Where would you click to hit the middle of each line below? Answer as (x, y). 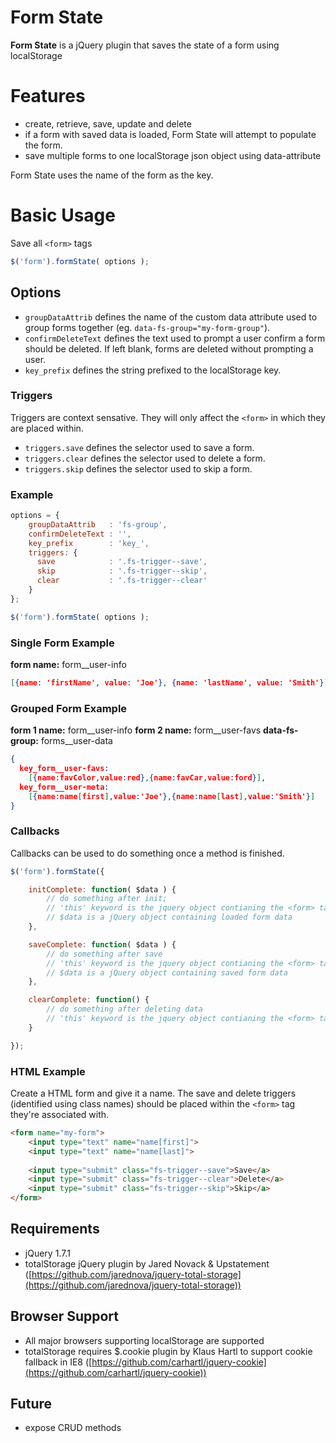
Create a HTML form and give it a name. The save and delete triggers (153, 1093)
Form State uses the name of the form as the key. (112, 175)
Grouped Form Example (69, 708)
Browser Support (65, 1316)
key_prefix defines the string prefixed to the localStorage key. (153, 370)
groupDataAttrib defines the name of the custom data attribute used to (171, 317)
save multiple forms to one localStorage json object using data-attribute (173, 155)
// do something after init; (107, 899)
